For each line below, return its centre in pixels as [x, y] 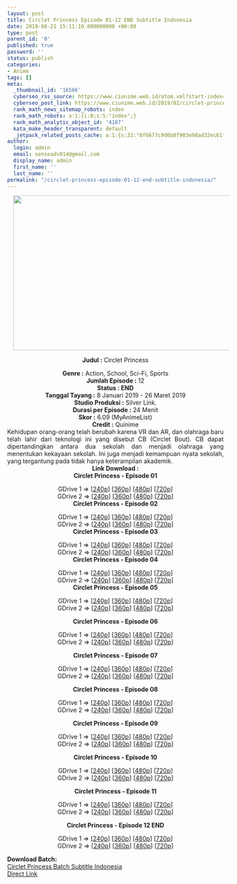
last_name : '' [33, 173]
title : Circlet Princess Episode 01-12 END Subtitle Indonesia [100, 20]
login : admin [32, 148]
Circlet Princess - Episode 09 [115, 724]
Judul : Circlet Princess [115, 360]
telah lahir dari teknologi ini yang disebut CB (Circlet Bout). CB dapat [115, 439]
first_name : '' [35, 167]
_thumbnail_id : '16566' [47, 90]
